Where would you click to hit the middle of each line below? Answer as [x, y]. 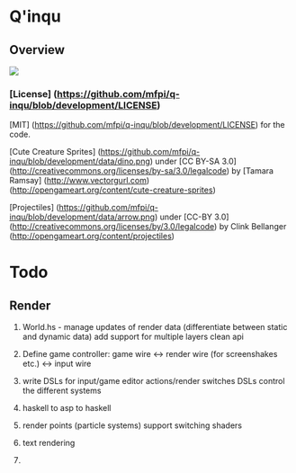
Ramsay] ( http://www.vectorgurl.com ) [80, 181]
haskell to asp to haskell [67, 408]
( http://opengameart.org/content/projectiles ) [92, 236]
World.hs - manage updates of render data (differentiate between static [155, 327]
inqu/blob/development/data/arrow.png [82, 217]
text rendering [49, 443]
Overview [37, 50]
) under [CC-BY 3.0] [192, 217]
